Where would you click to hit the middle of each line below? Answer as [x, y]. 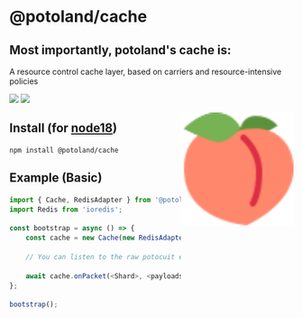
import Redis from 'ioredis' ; [66, 210]
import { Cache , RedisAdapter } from [80, 200]
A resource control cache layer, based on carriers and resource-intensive [146, 71]
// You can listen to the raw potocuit [101, 257]
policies [24, 81]
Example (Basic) [56, 178]
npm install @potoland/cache [64, 150]
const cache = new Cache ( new [80, 238]
